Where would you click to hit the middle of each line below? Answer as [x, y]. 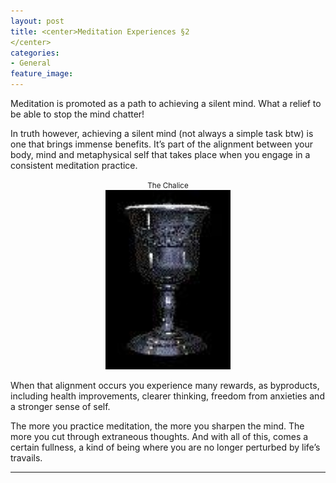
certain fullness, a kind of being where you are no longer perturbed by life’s [165, 447]
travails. [26, 458]
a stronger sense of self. [60, 407]
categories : [35, 53]
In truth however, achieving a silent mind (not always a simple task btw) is [162, 133]
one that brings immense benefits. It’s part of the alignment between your [161, 144]
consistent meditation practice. [74, 165]
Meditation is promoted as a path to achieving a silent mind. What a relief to [166, 103]
